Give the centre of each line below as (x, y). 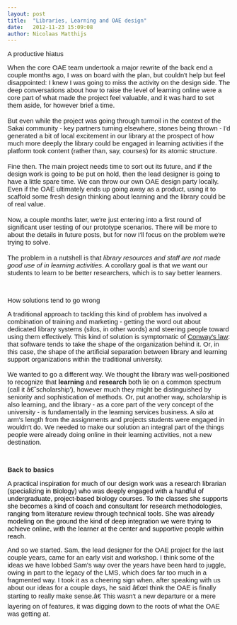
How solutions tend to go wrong (54, 300)
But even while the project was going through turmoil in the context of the (114, 121)
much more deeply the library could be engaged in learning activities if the (116, 143)
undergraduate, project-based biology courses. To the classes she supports (118, 499)
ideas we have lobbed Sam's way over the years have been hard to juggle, (117, 565)
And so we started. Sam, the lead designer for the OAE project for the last (116, 550)
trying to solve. (29, 243)
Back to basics (31, 470)
